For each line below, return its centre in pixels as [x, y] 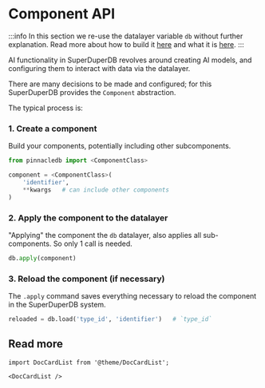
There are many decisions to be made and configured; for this [110, 84]
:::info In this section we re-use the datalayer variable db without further [126, 36]
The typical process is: [46, 108]
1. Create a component [53, 129]
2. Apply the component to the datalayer [88, 218]
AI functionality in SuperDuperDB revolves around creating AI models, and [130, 60]
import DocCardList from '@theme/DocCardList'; [89, 362]
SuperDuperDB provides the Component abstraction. [92, 92]
